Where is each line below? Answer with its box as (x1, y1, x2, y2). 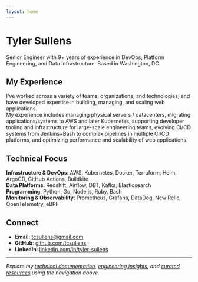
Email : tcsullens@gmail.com (14, 234, 84, 240)
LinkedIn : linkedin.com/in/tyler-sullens (14, 246, 108, 253)
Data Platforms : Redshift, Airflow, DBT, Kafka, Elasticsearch (6, 182, 151, 189)
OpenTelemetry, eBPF (6, 201, 59, 208)
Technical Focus (6, 153, 68, 163)
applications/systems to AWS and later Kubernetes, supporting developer (6, 117, 184, 124)
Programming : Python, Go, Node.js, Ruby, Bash (6, 188, 122, 195)
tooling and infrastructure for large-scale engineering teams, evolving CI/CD (6, 124, 192, 131)
